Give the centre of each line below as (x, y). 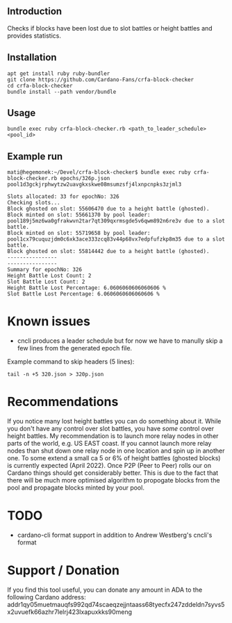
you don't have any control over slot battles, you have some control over (110, 429)
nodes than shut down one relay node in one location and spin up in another (116, 451)
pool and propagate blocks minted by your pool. (76, 488)
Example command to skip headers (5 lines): (71, 362)
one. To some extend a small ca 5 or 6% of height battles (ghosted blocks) (114, 458)
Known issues (49, 322)
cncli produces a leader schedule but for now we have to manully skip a (120, 341)
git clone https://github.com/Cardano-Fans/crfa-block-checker (101, 79)
